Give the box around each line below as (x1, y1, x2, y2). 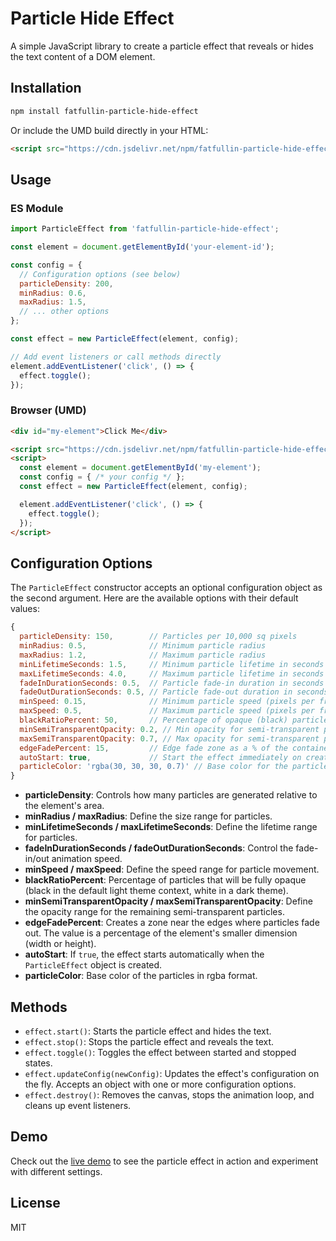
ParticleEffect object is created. (24, 959, 163, 971)
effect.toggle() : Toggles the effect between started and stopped (24, 1046, 297, 1058)
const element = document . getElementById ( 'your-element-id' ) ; (10, 242, 275, 252)
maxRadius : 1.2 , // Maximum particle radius (19, 650, 267, 660)
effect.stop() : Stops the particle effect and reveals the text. (24, 1035, 275, 1047)
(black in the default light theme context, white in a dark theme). (24, 885, 289, 897)
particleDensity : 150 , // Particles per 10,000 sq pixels (19, 632, 298, 642)
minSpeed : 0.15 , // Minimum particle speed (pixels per (19, 697, 315, 707)
